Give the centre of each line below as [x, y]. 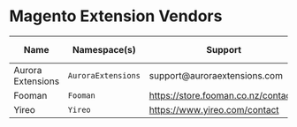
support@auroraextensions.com [216, 75]
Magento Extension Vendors [116, 16]
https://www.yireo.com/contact [214, 109]
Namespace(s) [104, 49]
